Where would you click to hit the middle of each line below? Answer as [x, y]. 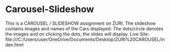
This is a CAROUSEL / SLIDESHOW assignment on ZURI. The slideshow [81, 23]
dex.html [15, 44]
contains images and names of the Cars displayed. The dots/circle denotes [84, 28]
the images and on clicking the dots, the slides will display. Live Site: [77, 34]
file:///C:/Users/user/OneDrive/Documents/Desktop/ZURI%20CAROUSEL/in [85, 39]
